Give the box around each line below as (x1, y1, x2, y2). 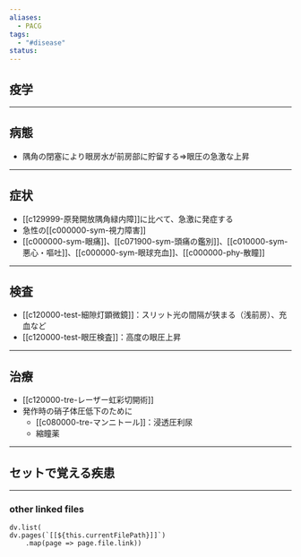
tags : (9, 30, 30, 39)
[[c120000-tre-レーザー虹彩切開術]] (21, 395, 154, 406)
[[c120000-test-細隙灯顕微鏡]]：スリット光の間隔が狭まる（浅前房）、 (21, 310, 279, 321)
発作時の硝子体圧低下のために (21, 406, 133, 416)
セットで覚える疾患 (9, 465, 116, 480)
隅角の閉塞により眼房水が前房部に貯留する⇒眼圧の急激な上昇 (21, 150, 250, 161)
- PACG (17, 21, 42, 30)
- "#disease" (17, 38, 66, 47)
